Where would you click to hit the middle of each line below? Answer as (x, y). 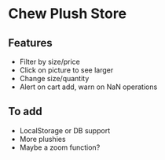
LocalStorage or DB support (65, 130)
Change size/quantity (54, 78)
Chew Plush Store (68, 14)
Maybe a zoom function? (60, 147)
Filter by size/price (50, 61)
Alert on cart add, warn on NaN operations (88, 87)
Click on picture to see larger (66, 70)
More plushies (42, 139)
